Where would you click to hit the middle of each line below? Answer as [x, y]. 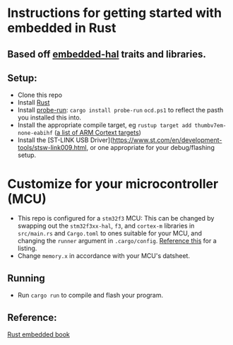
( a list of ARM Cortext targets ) [97, 133]
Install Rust [34, 103]
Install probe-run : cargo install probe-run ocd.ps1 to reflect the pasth [120, 110]
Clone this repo [40, 95]
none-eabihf [35, 133]
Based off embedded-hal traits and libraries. [107, 54]
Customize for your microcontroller [113, 183]
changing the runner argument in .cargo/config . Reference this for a [117, 241]
